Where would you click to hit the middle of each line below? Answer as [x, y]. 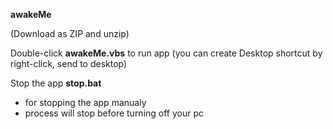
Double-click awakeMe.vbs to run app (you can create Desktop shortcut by [166, 53]
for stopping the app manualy [85, 102]
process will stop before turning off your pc [114, 113]
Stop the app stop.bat [56, 83]
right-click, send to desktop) [69, 63]
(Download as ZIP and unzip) [70, 33]
